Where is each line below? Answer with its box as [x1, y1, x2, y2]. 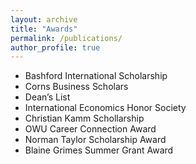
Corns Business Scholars [24, 81, 129, 93]
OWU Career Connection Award [24, 123, 157, 135]
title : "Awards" [10, 24, 78, 34]
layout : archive [10, 14, 78, 25]
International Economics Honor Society [24, 102, 187, 114]
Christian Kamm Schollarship [24, 112, 145, 125]
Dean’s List [24, 91, 71, 103]
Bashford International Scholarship [24, 70, 168, 82]
